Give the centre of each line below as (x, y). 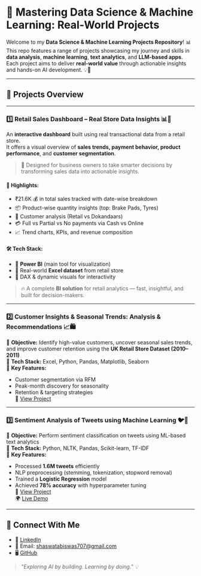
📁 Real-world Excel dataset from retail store (69, 271)
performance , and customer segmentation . (61, 154)
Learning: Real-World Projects (83, 25)
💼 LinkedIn (28, 539)
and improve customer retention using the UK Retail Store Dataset (88, 349)
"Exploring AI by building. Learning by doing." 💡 (80, 566)
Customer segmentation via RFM (55, 379)
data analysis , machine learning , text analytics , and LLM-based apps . (95, 57)
